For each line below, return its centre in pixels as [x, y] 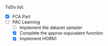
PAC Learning [26, 22]
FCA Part [21, 16]
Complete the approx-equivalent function [61, 33]
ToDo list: [15, 7]
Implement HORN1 [38, 39]
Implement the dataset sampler [51, 28]
